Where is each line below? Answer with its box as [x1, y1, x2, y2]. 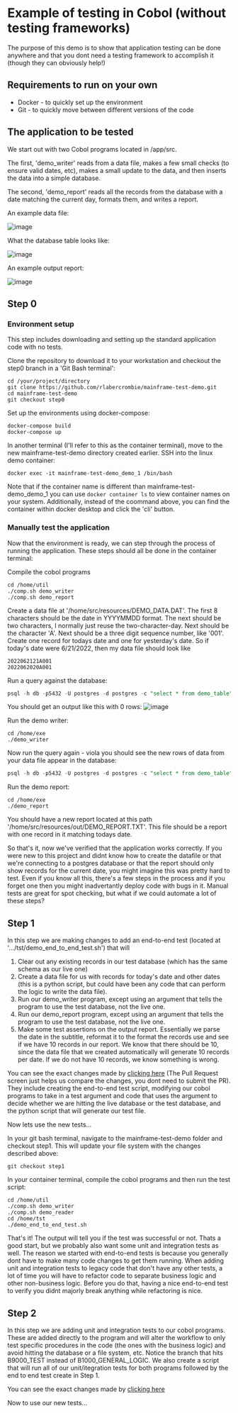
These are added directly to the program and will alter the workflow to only [7, 1333, 226, 1341]
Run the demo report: [7, 783, 70, 791]
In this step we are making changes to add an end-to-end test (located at [7, 936, 221, 944]
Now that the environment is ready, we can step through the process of [7, 539, 216, 547]
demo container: [7, 456, 55, 465]
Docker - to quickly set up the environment [17, 98, 143, 106]
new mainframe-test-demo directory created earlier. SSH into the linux [7, 449, 213, 457]
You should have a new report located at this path [7, 815, 152, 824]
